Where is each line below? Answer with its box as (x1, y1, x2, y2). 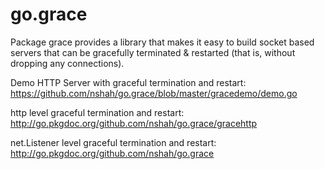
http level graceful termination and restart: (10, 106, 185, 118)
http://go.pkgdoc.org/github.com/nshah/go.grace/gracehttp (10, 117, 258, 129)
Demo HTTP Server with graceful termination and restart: (10, 76, 247, 88)
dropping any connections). (10, 57, 125, 69)
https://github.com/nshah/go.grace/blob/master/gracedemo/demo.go (10, 87, 298, 99)
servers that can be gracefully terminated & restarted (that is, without (10, 46, 296, 58)
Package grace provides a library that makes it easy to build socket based (10, 36, 315, 48)
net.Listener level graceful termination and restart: (10, 136, 217, 148)
